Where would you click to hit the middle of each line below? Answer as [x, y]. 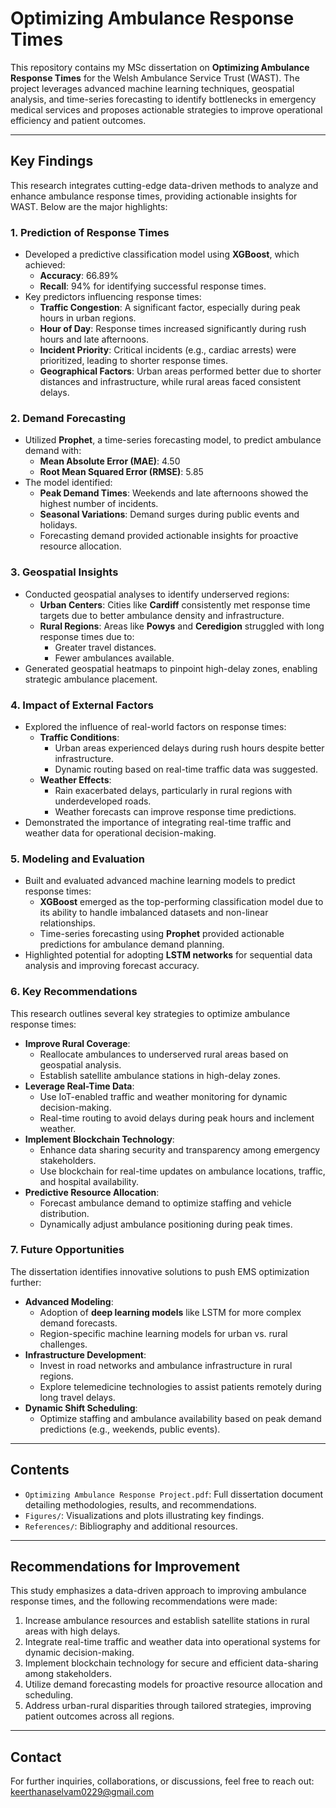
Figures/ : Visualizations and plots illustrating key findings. [144, 1515]
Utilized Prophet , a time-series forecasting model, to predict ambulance [173, 440]
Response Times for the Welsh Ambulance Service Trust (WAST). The [155, 78]
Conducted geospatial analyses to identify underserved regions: [157, 594]
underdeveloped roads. [103, 801]
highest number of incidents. [99, 504]
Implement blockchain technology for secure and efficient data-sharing [171, 1663]
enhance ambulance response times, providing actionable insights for [154, 196]
